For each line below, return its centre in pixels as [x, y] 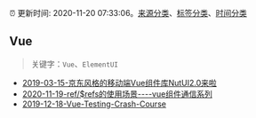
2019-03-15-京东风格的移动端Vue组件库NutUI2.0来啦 [120, 83]
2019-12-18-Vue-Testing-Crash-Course [94, 104]
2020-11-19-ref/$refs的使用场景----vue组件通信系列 [117, 94]
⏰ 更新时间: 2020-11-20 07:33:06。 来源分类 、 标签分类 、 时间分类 [128, 13]
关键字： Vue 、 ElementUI [74, 64]
